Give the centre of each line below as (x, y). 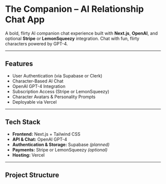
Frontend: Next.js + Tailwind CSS (46, 134)
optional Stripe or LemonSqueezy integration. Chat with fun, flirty (72, 38)
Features (19, 64)
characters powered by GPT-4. (37, 43)
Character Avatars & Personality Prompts (54, 97)
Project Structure (32, 175)
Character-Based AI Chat (38, 81)
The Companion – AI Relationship (75, 9)
